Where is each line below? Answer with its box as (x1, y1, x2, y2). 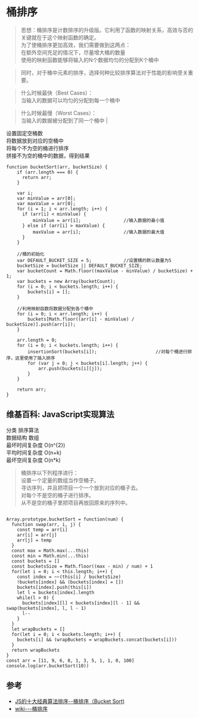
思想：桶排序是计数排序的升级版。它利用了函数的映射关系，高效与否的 (20, 26, 194, 34)
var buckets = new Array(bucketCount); (17, 278, 116, 284)
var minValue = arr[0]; (17, 195, 76, 201)
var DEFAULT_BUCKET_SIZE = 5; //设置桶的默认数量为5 (17, 257, 172, 263)
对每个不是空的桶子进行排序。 (20, 491, 94, 498)
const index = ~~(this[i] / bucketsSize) (17, 574, 121, 580)
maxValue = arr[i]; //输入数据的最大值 (32, 229, 165, 235)
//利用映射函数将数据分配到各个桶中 (17, 306, 94, 312)
